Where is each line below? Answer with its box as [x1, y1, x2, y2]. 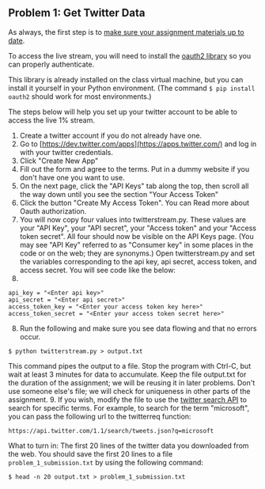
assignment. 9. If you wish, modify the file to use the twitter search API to [8, 395, 248, 404]
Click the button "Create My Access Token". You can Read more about [19, 198, 250, 207]
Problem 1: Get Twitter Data [8, 6, 146, 20]
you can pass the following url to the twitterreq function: [8, 411, 191, 421]
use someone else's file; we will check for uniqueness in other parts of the [8, 386, 251, 396]
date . [8, 36, 25, 45]
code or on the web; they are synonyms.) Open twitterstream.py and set [19, 248, 256, 258]
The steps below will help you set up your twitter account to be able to [8, 107, 237, 116]
